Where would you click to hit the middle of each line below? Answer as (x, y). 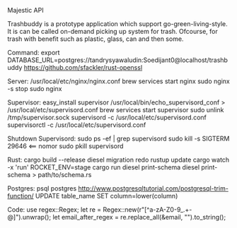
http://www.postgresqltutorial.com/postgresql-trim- (153, 188)
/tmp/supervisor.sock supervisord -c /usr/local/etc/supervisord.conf (107, 117)
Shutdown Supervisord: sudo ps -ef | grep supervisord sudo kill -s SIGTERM (118, 138)
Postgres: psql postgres (42, 188)
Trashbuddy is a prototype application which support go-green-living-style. (117, 24)
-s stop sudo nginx (35, 89)
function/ (21, 196)
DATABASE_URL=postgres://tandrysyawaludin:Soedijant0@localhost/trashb (118, 60)
